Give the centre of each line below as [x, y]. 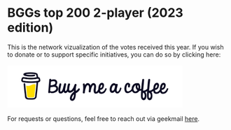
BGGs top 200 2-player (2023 [95, 13]
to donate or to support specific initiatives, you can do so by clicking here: [114, 55]
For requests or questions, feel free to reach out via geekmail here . [104, 119]
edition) [30, 28]
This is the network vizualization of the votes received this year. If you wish [115, 47]
